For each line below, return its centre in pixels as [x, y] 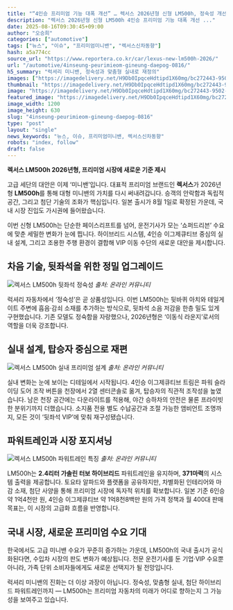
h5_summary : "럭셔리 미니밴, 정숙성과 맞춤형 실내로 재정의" [84, 71]
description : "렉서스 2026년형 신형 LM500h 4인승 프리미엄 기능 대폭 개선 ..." [111, 20]
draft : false [26, 149]
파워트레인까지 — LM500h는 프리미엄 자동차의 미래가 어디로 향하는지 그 [112, 591]
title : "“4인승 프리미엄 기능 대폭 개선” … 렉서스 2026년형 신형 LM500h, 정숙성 [111, 14]
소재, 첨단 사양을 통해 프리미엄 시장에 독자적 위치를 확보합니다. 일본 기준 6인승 [120, 491]
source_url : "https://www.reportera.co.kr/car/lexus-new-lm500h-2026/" [113, 59]
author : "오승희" [30, 33]
